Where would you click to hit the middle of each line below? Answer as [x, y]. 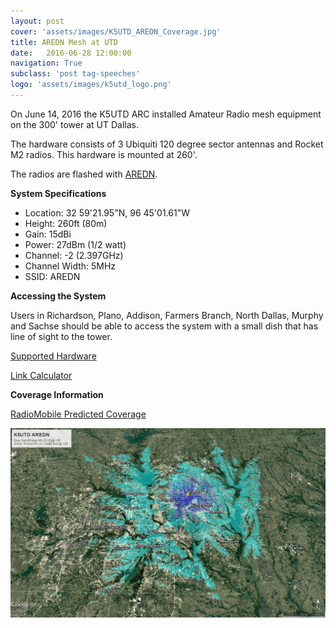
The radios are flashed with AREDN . [84, 174]
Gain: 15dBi [48, 234]
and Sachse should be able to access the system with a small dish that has [164, 326]
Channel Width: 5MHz [70, 266]
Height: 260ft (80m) [66, 223]
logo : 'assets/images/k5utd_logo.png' [91, 85]
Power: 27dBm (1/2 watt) [75, 244]
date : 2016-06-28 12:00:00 [71, 53]
